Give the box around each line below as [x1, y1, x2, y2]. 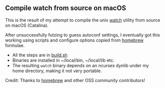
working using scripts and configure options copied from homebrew [5, 37, 144, 43]
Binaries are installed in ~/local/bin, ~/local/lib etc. [12, 57, 115, 63]
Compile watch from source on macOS [5, 4, 126, 12]
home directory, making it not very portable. [12, 68, 102, 74]
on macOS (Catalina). [5, 22, 49, 28]
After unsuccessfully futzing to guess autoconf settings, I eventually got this [5, 32, 161, 38]
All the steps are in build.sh [12, 52, 68, 58]
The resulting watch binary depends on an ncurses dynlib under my [12, 62, 149, 68]
